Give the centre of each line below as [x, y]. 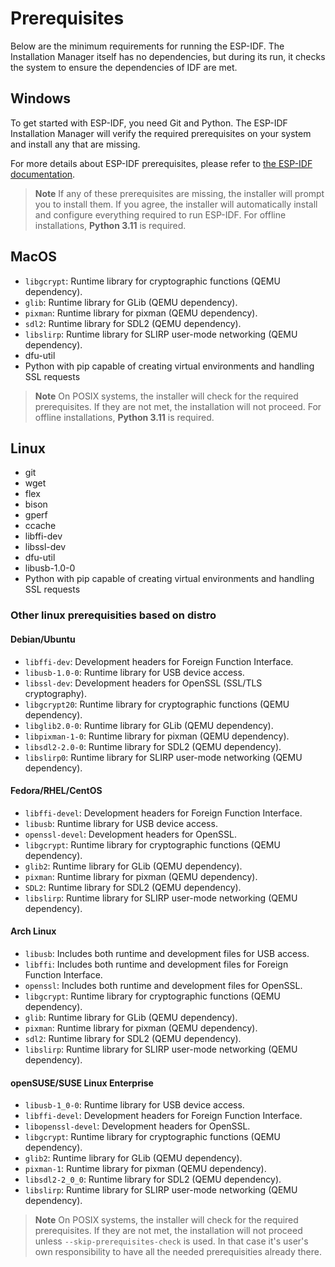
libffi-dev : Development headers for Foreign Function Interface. [159, 661]
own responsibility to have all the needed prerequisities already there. [178, 1252]
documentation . [43, 174]
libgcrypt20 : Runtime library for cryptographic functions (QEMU [157, 704]
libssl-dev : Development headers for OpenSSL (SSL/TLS [143, 683]
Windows [40, 98]
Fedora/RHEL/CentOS [56, 791]
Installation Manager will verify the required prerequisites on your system [161, 133]
